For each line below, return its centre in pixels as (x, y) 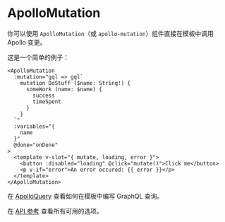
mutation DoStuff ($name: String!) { (75, 83)
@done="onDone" (36, 145)
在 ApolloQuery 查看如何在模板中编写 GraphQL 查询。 (85, 196)
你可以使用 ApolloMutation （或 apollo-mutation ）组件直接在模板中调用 (110, 33)
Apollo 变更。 (27, 42)
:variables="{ (34, 126)
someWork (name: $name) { (64, 89)
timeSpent (47, 101)
